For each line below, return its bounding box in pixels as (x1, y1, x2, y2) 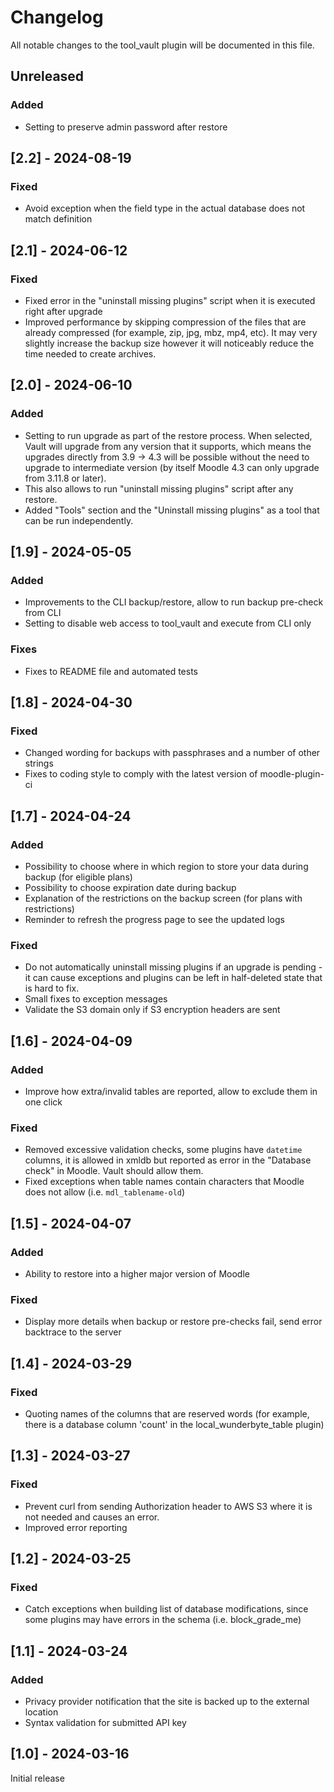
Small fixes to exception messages (24, 993, 168, 1005)
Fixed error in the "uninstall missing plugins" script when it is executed (24, 295, 316, 306)
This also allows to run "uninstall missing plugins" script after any (24, 482, 294, 495)
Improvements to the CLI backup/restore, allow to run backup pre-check (24, 596, 324, 608)
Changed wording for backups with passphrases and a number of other (24, 747, 321, 759)
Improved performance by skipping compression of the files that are (24, 316, 307, 328)
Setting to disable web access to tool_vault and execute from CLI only (24, 617, 312, 630)
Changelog (10, 6, 104, 29)
